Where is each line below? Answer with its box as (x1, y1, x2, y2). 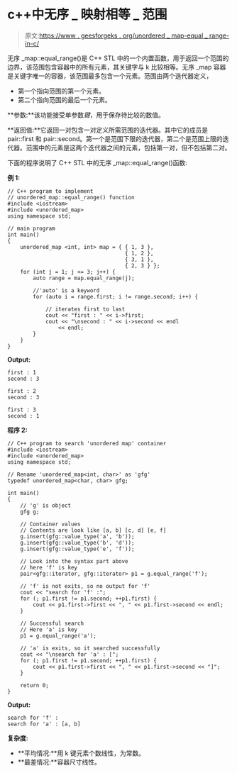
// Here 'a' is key (20, 625, 78, 633)
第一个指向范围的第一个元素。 (17, 87, 105, 95)
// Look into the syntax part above (20, 557, 129, 565)
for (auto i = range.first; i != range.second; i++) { (33, 293, 199, 300)
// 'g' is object (20, 501, 72, 509)
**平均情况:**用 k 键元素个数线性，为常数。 (17, 749, 145, 757)
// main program (7, 225, 55, 232)
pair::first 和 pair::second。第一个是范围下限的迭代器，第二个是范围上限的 (7, 134, 224, 143)
